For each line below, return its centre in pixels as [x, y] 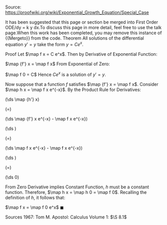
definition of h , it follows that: [35, 197]
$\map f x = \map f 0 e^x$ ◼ [34, 207]
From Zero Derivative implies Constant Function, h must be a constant [77, 187]
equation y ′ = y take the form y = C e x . [44, 44]
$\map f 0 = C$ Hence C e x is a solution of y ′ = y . [56, 74]
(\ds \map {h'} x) [22, 99]
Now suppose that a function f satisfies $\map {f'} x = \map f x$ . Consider [82, 84]
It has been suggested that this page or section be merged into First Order [82, 22]
